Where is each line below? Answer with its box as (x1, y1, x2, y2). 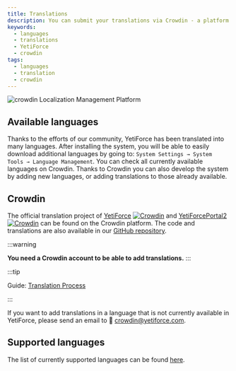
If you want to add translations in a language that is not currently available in (7, 309, 230, 317)
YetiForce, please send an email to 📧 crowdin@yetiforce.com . (7, 316, 186, 324)
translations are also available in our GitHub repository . (7, 227, 167, 235)
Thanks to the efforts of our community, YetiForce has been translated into (7, 135, 225, 143)
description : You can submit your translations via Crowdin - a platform (7, 17, 230, 24)
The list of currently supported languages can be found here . (7, 355, 185, 364)
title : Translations (7, 10, 69, 18)
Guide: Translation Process (7, 281, 86, 290)
